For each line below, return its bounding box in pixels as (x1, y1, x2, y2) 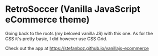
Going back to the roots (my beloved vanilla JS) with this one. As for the (5, 30, 153, 36)
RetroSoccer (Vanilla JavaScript (5, 3, 140, 15)
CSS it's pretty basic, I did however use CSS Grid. (5, 36, 107, 42)
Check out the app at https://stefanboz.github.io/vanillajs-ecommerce (5, 45, 149, 51)
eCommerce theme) (5, 14, 90, 25)
